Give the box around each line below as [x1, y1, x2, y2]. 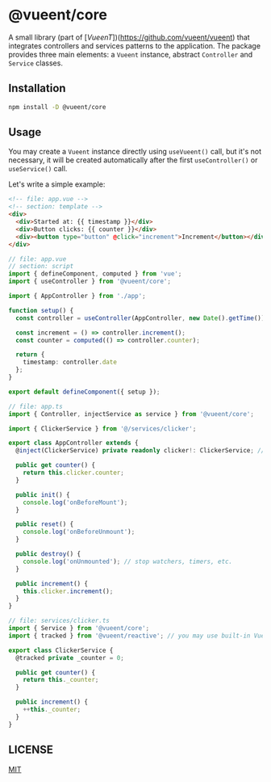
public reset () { [15, 520, 74, 528]
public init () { [15, 490, 70, 498]
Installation [8, 82, 66, 95]
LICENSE [8, 743, 54, 757]
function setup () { [8, 306, 74, 314]
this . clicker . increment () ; [23, 587, 114, 595]
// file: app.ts [8, 402, 63, 410]
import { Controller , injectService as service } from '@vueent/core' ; [8, 410, 254, 418]
